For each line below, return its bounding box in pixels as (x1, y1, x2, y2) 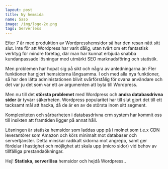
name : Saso (5, 17, 28, 22)
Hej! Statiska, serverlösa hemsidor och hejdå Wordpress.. (5, 158, 126, 164)
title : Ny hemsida (5, 12, 44, 17)
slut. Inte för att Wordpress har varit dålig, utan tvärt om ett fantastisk (5, 45, 148, 51)
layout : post (5, 7, 33, 13)
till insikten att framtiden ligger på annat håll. (5, 117, 97, 123)
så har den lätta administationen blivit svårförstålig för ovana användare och (5, 76, 163, 82)
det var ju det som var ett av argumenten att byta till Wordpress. (5, 81, 137, 88)
